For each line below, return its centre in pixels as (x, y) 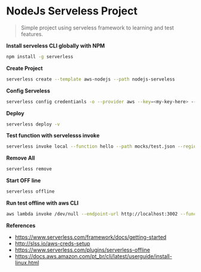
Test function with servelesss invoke (53, 136)
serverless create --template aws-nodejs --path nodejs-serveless (91, 79)
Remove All (21, 158)
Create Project (25, 68)
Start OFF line (24, 181)
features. (32, 34)
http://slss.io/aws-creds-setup (53, 243)
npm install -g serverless (40, 56)
